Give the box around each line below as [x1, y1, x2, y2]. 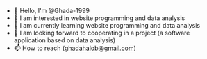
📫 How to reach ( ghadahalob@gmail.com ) [13, 44, 137, 52]
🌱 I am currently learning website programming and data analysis [13, 22, 200, 29]
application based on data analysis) [13, 36, 116, 44]
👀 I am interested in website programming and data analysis [13, 14, 185, 22]
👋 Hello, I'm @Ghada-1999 [13, 7, 90, 15]
